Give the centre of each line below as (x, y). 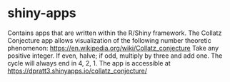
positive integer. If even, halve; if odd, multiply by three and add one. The (115, 56)
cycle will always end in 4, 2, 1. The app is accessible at (89, 63)
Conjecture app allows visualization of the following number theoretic (110, 40)
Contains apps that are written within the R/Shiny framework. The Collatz (115, 33)
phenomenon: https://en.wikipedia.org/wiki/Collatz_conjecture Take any (113, 48)
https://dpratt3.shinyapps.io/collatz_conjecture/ (77, 71)
